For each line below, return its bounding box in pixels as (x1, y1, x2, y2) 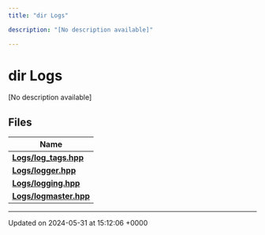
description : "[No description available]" (8, 25, 154, 34)
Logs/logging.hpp (12, 178, 80, 189)
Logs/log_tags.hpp (12, 152, 84, 163)
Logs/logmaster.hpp (12, 191, 91, 202)
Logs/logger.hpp (12, 165, 77, 176)
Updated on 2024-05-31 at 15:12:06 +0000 (8, 218, 148, 228)
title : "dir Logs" (8, 11, 69, 20)
